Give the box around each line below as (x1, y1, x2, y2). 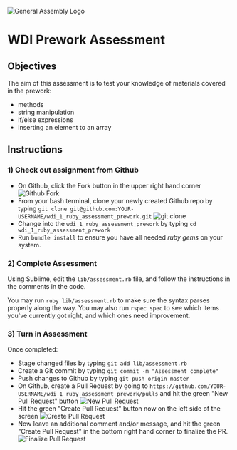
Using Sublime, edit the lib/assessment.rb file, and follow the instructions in (7, 275, 231, 283)
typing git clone (17, 204, 68, 213)
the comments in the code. (7, 282, 86, 290)
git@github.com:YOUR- (70, 205, 135, 213)
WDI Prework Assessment (7, 32, 166, 48)
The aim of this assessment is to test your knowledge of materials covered (7, 79, 226, 87)
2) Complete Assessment (7, 258, 98, 268)
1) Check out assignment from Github (7, 165, 139, 175)
